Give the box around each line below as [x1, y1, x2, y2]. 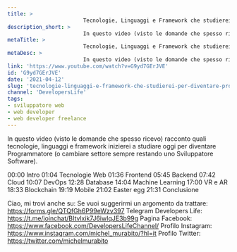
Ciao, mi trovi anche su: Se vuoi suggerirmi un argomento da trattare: [7, 199, 208, 208]
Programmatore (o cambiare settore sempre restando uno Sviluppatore [7, 149, 214, 158]
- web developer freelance [7, 115, 87, 122]
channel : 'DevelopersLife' [7, 89, 87, 96]
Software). [7, 156, 38, 165]
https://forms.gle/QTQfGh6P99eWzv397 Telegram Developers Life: [7, 206, 203, 215]
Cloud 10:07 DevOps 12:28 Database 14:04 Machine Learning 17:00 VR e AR [7, 177, 228, 187]
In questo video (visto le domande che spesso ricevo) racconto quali [7, 134, 207, 143]
